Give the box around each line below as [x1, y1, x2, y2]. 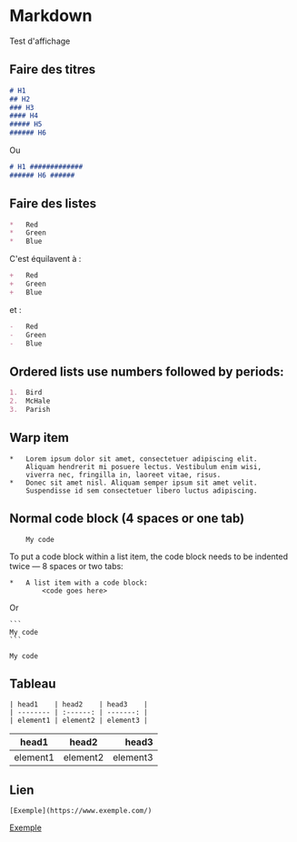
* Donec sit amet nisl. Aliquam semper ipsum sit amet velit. [9, 478, 258, 487]
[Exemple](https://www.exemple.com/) [9, 807, 153, 816]
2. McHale [9, 396, 51, 406]
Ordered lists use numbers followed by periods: [9, 364, 284, 379]
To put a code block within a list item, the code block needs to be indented [9, 551, 289, 562]
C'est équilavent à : [9, 254, 82, 265]
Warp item [9, 430, 70, 446]
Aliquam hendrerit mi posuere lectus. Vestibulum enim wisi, [25, 462, 262, 471]
